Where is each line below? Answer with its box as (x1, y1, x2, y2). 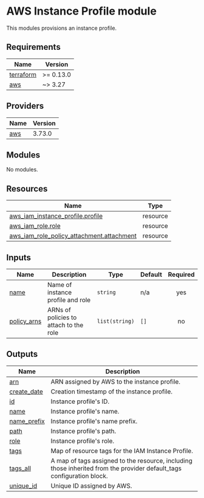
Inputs (6, 252, 32, 263)
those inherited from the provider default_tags (50, 464, 182, 472)
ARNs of (47, 306, 71, 314)
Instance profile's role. (50, 437, 115, 445)
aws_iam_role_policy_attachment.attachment (9, 232, 137, 240)
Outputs (6, 349, 38, 359)
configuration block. (50, 471, 108, 480)
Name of (47, 281, 72, 289)
